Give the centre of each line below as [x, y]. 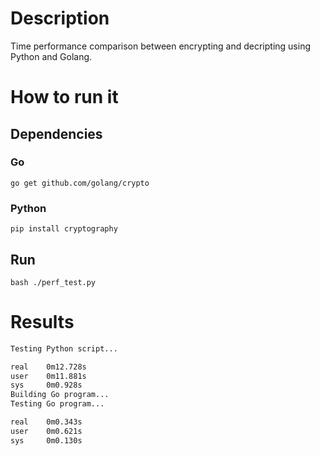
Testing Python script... [64, 348]
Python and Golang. [51, 56]
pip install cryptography [64, 229]
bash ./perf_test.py [53, 282]
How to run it [64, 97]
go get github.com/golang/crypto [80, 183]
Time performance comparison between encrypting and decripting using [160, 46]
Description [60, 18]
